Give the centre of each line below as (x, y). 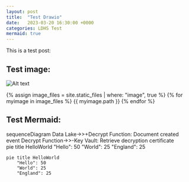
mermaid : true (24, 34)
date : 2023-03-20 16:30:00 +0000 (50, 23)
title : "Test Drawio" (34, 17)
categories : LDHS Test (34, 28)
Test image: (28, 69)
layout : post (22, 12)
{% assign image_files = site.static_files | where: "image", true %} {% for (94, 95)
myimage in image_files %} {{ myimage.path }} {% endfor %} (81, 101)
